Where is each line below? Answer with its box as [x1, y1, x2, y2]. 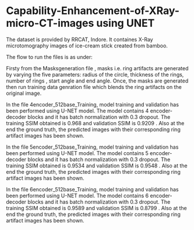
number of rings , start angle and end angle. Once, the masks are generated [6, 77, 189, 84]
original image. [6, 90, 42, 97]
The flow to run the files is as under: [6, 53, 93, 60]
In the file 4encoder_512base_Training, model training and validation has [6, 101, 179, 108]
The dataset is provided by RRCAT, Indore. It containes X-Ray [6, 36, 153, 43]
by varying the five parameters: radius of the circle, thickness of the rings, [6, 71, 184, 78]
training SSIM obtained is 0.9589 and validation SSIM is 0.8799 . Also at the [6, 204, 188, 211]
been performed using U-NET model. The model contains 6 [6, 192, 149, 199]
